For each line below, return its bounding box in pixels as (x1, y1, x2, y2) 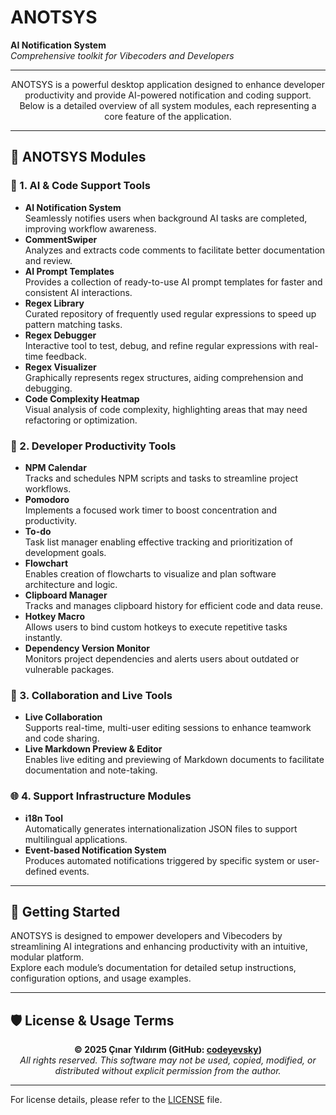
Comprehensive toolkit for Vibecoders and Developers (10, 49, 235, 61)
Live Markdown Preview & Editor (24, 743, 163, 755)
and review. (24, 254, 73, 266)
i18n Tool (24, 812, 63, 824)
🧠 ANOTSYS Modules (10, 149, 147, 166)
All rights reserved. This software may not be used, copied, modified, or (19, 1054, 317, 1066)
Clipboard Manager (24, 589, 108, 601)
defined (24, 865, 58, 877)
